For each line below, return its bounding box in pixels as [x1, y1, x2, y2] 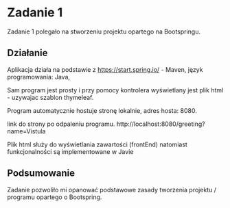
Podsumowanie [7, 168, 76, 179]
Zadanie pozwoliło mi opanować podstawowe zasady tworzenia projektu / [7, 185, 216, 194]
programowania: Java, [7, 73, 71, 81]
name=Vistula [7, 127, 46, 135]
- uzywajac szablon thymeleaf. [7, 93, 94, 101]
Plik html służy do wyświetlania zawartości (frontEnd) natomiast [7, 140, 187, 148]
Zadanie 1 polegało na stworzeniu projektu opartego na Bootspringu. [7, 27, 201, 36]
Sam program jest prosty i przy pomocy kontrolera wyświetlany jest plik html [7, 86, 224, 94]
